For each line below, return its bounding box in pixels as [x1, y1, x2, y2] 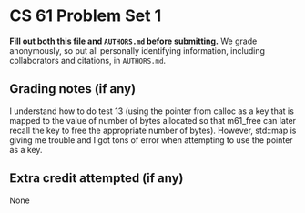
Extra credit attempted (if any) [9, 170, 184, 187]
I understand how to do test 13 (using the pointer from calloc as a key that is [9, 106, 294, 117]
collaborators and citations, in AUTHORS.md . [9, 55, 167, 66]
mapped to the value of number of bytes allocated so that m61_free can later [9, 115, 297, 126]
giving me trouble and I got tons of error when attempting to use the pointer [9, 134, 293, 146]
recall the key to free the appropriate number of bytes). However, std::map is [9, 125, 297, 136]
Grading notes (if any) [9, 81, 137, 96]
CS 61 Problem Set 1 [9, 5, 162, 26]
